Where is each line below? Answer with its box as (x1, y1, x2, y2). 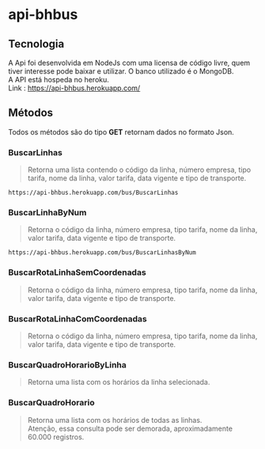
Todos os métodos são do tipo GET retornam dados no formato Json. (8, 127, 235, 136)
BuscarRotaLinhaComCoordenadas (8, 313, 148, 324)
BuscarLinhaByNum (8, 207, 87, 219)
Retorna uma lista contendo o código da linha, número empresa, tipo (27, 165, 252, 175)
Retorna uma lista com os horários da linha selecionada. (27, 378, 210, 387)
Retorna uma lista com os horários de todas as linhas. (27, 415, 203, 424)
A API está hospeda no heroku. (8, 75, 109, 84)
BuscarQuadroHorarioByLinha (8, 359, 127, 370)
